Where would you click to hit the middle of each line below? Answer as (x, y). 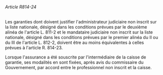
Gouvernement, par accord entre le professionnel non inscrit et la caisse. (79, 68)
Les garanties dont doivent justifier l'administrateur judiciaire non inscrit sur (81, 22)
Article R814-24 (21, 7)
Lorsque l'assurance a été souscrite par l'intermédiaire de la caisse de (76, 57)
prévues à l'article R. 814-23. (34, 48)
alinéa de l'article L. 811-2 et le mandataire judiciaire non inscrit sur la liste (79, 32)
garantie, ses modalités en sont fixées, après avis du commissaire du (74, 62)
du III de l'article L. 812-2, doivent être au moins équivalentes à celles (74, 43)
